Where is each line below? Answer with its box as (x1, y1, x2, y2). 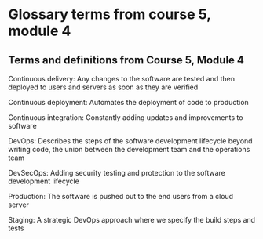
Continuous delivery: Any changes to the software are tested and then (8, 74, 236, 83)
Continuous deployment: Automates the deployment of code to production (8, 98, 249, 107)
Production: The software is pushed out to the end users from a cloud (8, 192, 234, 201)
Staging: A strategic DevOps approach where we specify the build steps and (8, 215, 256, 224)
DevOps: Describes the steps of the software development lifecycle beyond (8, 136, 253, 146)
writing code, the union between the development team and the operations (8, 145, 250, 154)
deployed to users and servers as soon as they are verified (8, 82, 199, 92)
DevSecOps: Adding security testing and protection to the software (8, 168, 226, 177)
